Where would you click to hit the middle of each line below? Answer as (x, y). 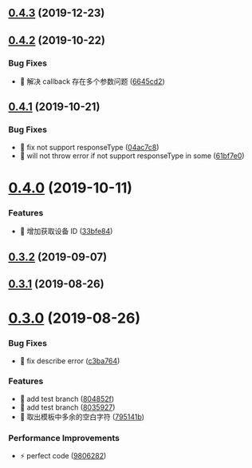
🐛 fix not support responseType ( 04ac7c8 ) (89, 147)
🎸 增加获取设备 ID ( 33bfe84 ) (66, 232)
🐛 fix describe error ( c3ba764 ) (70, 361)
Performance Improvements (64, 438)
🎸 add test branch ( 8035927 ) (67, 407)
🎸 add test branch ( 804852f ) (67, 399)
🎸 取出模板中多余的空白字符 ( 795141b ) (82, 416)
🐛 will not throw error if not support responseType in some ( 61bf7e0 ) (132, 156)
